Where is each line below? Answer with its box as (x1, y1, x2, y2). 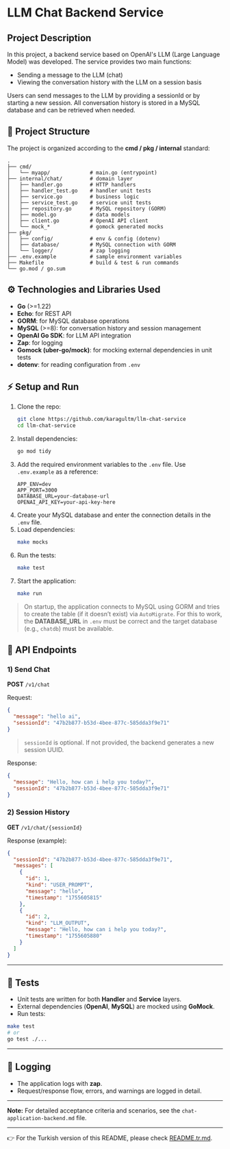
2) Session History (7, 808, 71, 817)
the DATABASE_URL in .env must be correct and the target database (23, 617, 218, 625)
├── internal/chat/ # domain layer (7, 175, 133, 182)
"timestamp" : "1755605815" (25, 894, 103, 901)
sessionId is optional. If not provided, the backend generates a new (23, 738, 214, 747)
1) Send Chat (7, 665, 50, 674)
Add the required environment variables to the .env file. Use (16, 461, 186, 469)
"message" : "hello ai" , (13, 713, 81, 721)
